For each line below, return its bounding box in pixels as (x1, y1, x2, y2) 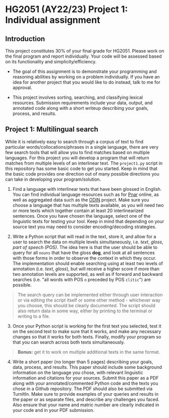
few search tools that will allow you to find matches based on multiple (5, 149, 150, 155)
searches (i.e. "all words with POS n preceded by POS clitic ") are (12, 276, 151, 282)
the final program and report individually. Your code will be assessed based (5, 53, 162, 59)
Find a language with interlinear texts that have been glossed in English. (12, 186, 162, 192)
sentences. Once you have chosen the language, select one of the (12, 213, 151, 219)
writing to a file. (17, 313, 50, 319)
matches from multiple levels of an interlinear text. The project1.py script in (5, 160, 163, 166)
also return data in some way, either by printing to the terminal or (17, 308, 153, 314)
